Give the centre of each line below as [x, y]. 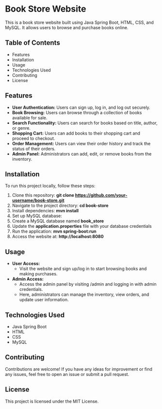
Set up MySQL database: [37, 216]
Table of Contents [33, 43]
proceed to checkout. [33, 138]
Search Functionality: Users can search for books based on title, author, [85, 123]
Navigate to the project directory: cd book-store [60, 205]
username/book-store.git [38, 201]
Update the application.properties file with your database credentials [82, 226]
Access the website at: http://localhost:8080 [58, 237]
